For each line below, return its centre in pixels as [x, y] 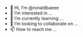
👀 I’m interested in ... [31, 13]
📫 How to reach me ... [33, 29]
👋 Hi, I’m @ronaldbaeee [34, 8]
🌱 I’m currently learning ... [37, 18]
